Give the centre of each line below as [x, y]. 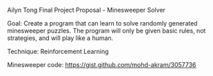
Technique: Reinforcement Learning [58, 51]
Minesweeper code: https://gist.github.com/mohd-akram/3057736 [102, 65]
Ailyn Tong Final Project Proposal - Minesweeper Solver [86, 10]
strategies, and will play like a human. [60, 38]
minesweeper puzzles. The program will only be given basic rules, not [106, 31]
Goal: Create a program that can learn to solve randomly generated [102, 23]
